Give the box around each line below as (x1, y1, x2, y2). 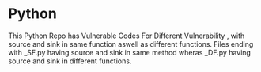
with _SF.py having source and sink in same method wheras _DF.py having (8, 47, 252, 57)
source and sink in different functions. (8, 56, 132, 66)
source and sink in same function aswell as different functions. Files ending (8, 39, 254, 48)
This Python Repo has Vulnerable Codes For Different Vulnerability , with (8, 31, 245, 40)
